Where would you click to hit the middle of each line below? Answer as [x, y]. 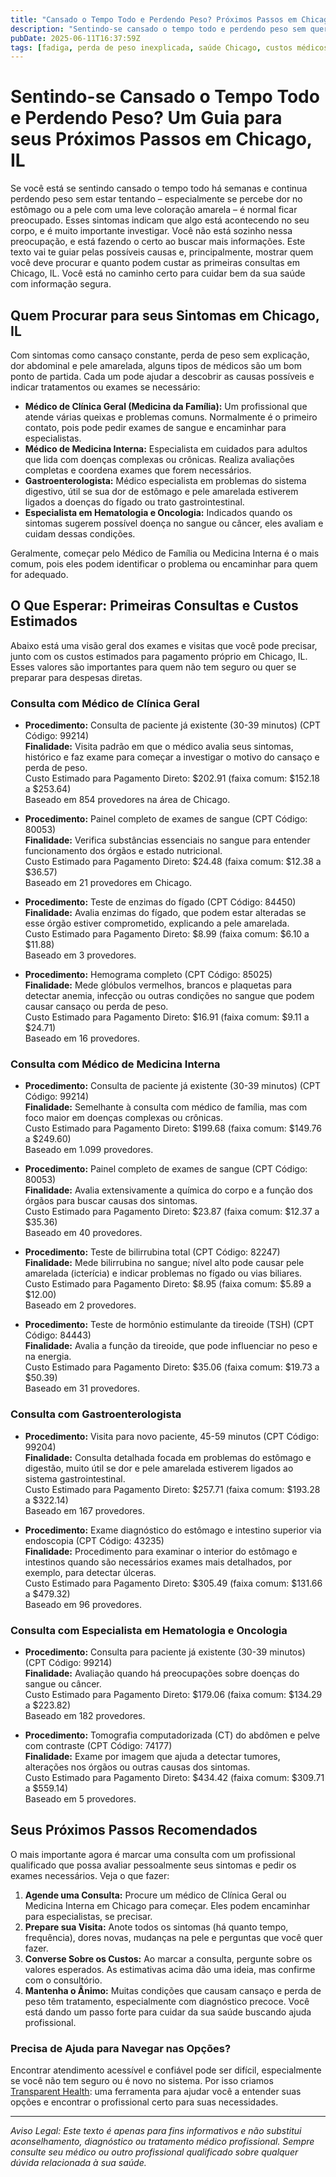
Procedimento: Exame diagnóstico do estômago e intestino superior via [173, 1530]
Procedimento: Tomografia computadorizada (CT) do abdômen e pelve [172, 1735]
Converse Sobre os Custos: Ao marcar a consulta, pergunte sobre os [168, 1958]
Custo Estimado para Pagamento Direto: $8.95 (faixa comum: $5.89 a [168, 1284]
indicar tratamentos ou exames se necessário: [105, 387]
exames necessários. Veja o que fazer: [90, 1875]
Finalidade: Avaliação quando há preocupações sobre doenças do [162, 1673]
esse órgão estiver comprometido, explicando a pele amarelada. [157, 923]
